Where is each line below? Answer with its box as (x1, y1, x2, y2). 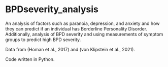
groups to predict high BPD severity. (5, 37, 81, 43)
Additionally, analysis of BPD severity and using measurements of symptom (5, 31, 163, 37)
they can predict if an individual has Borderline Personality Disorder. (5, 25, 148, 31)
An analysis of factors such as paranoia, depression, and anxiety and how (5, 20, 160, 26)
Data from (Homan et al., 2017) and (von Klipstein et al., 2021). (5, 46, 136, 52)
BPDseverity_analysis (5, 4, 99, 15)
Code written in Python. (5, 56, 55, 62)
